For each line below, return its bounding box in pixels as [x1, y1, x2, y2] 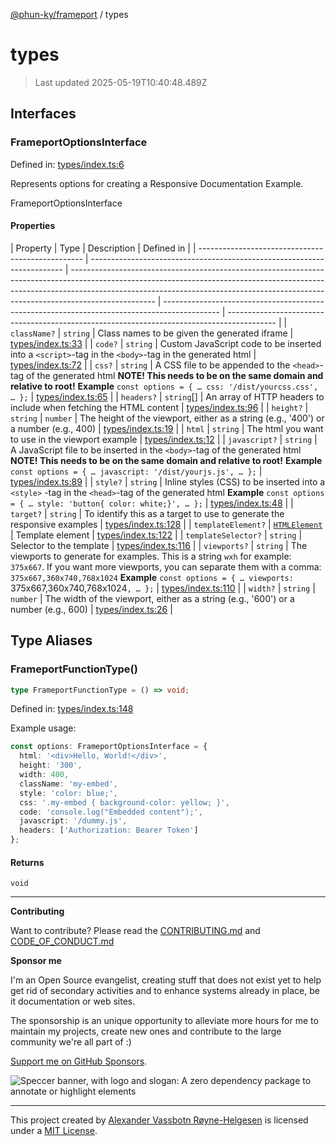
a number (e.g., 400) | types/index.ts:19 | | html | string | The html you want [10, 422, 324, 434]
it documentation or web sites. [10, 995, 136, 1008]
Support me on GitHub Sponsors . [10, 1055, 148, 1068]
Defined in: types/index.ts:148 [10, 703, 134, 715]
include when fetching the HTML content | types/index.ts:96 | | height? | [10, 401, 309, 413]
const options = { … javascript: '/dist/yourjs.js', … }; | [10, 465, 263, 477]
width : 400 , [19, 770, 70, 780]
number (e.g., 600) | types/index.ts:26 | [10, 603, 173, 615]
